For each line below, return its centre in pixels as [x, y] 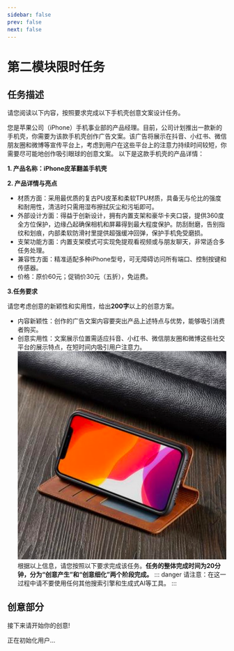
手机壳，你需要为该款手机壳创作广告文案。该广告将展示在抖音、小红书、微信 [117, 137]
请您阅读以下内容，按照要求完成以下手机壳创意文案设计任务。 [96, 113]
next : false [24, 29]
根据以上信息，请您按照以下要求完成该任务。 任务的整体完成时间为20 [116, 565]
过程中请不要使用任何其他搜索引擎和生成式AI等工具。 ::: [97, 583]
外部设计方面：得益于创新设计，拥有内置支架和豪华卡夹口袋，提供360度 [120, 215]
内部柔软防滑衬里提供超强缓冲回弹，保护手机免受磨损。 [127, 233]
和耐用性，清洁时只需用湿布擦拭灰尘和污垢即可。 [87, 207]
